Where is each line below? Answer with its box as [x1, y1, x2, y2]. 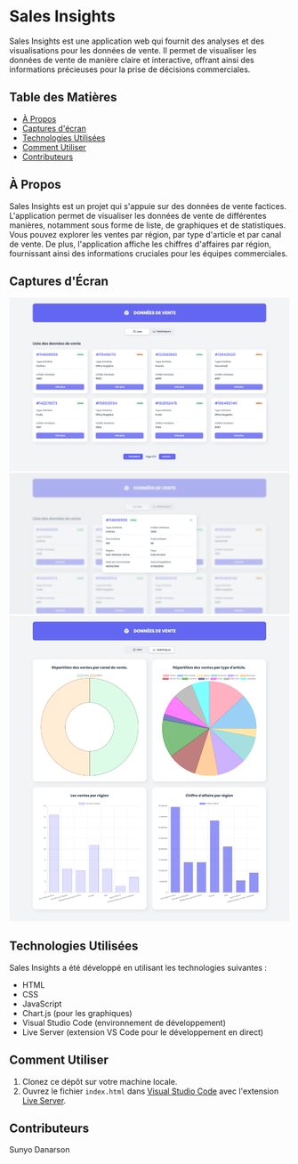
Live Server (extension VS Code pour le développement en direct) [21, 1026, 264, 1038]
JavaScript [21, 998, 62, 1009]
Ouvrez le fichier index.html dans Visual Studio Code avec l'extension [21, 1086, 279, 1096]
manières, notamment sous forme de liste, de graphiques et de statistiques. [9, 220, 286, 230]
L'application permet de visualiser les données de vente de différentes [9, 210, 267, 221]
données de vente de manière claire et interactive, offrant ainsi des [9, 54, 255, 65]
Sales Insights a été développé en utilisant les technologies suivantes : [9, 962, 267, 973]
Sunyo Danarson [9, 1144, 70, 1155]
